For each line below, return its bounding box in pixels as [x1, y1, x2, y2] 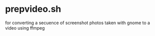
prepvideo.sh [5, 3, 61, 15]
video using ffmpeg [5, 25, 45, 31]
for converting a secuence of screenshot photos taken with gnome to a [5, 20, 150, 26]
